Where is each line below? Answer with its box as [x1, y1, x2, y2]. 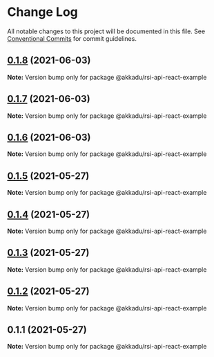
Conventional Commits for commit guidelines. [7, 34, 137, 42]
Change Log [7, 4, 78, 20]
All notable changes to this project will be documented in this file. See [7, 27, 206, 35]
